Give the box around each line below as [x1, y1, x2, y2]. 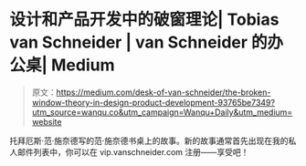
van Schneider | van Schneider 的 [9, 32, 268, 53]
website [31, 116, 62, 127]
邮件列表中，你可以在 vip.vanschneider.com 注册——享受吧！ [16, 146, 249, 157]
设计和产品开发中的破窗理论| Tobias [9, 9, 280, 30]
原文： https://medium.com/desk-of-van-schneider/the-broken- [31, 87, 271, 98]
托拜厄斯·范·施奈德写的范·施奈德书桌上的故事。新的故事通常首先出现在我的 [9, 135, 290, 146]
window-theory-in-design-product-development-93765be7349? [31, 97, 276, 108]
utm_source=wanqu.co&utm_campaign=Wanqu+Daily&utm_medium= [31, 107, 293, 118]
